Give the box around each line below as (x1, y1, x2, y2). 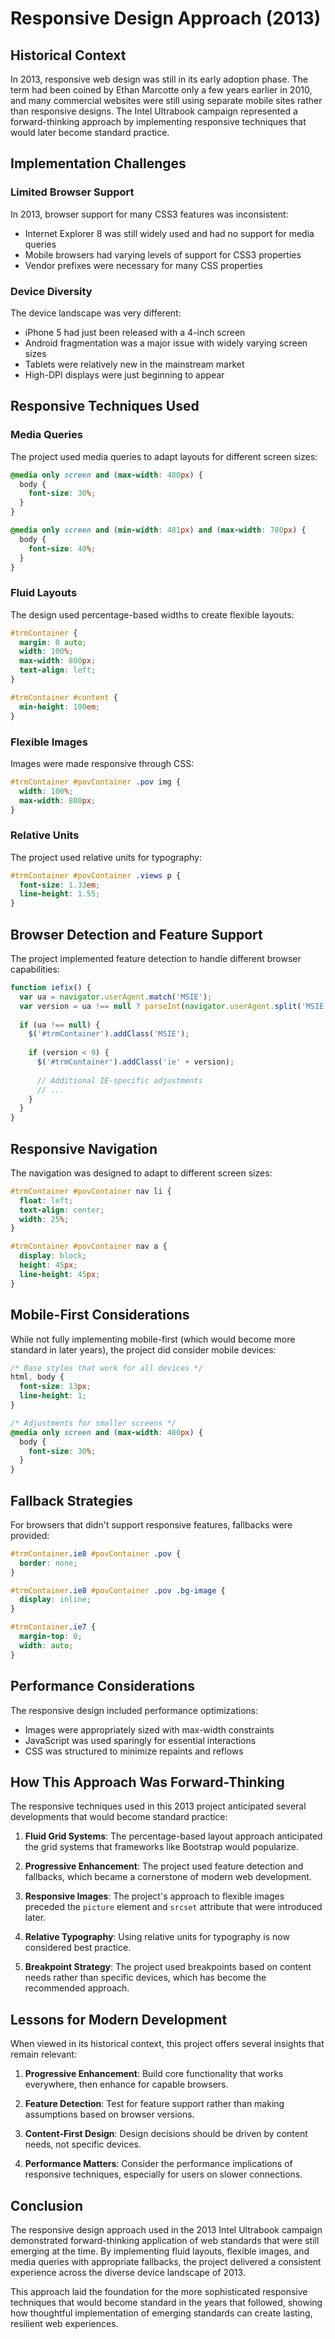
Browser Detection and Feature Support (10, 926, 263, 943)
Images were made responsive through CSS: (10, 757, 195, 769)
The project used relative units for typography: (10, 851, 202, 863)
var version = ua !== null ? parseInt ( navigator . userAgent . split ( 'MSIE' (19, 1001, 329, 1011)
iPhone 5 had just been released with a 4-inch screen (24, 326, 246, 338)
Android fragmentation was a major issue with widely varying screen (24, 337, 308, 349)
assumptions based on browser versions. (24, 2108, 195, 2121)
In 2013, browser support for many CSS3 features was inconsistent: (10, 208, 289, 220)
